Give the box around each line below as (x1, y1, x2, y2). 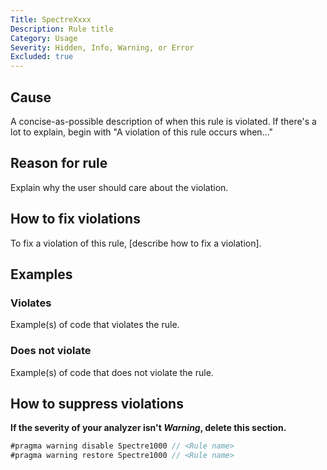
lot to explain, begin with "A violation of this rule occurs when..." (10, 126, 274, 138)
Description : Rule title (10, 24, 114, 34)
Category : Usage (10, 33, 78, 43)
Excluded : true (10, 52, 74, 62)
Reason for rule (10, 155, 108, 172)
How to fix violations (10, 211, 141, 228)
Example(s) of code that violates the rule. (10, 319, 180, 331)
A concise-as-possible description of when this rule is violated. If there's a (10, 115, 317, 127)
